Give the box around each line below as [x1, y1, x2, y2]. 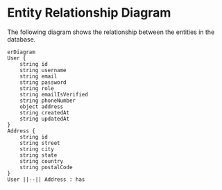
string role [19, 85, 54, 92]
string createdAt [19, 109, 70, 116]
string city [19, 146, 54, 153]
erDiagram [7, 49, 36, 55]
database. [7, 35, 36, 43]
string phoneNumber [19, 97, 76, 104]
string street [19, 139, 60, 146]
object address [19, 103, 64, 110]
